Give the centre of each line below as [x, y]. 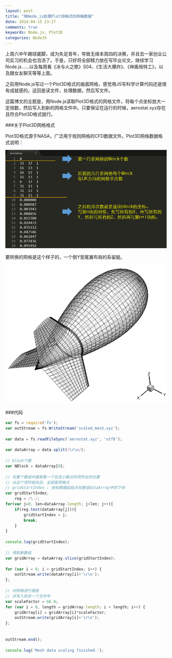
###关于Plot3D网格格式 [30, 125]
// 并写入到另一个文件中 [28, 596]
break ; [31, 520]
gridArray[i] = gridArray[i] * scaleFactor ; [60, 612]
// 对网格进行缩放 [22, 591]
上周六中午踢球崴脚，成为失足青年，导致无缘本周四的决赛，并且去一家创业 [84, 54]
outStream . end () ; [24, 640]
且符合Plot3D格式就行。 [30, 114]
